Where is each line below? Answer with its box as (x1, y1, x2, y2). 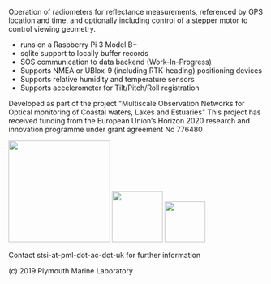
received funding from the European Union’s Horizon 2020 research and (8, 116, 250, 125)
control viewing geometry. (8, 24, 96, 33)
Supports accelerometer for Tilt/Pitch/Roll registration (19, 83, 200, 93)
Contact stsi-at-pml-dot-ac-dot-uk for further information (8, 251, 201, 260)
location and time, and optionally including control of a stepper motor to (8, 15, 248, 25)
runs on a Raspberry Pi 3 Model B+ (19, 40, 138, 49)
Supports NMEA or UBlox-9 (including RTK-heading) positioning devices (19, 66, 262, 75)
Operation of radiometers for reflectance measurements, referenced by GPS (8, 7, 264, 16)
